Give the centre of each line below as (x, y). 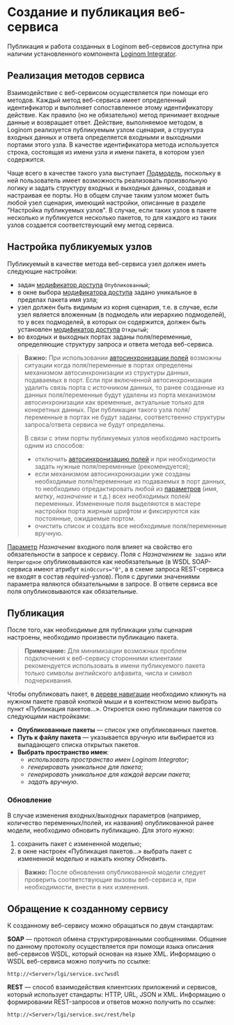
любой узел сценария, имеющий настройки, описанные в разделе (107, 203)
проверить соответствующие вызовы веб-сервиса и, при (110, 879)
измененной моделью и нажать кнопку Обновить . (92, 858)
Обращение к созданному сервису (88, 909)
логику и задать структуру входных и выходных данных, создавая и (109, 188)
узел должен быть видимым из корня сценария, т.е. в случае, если (117, 307)
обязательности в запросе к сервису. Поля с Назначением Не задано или (117, 554)
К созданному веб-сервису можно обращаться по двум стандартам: (110, 926)
